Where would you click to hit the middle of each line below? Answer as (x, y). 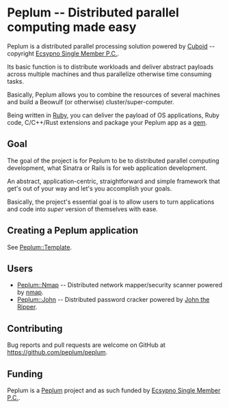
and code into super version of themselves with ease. (83, 209)
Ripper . (27, 307)
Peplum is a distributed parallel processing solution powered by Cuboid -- (111, 46)
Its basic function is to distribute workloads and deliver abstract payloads (110, 67)
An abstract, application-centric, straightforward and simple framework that (113, 181)
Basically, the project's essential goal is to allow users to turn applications (111, 202)
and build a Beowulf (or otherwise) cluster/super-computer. (91, 101)
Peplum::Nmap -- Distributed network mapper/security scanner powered (120, 285)
